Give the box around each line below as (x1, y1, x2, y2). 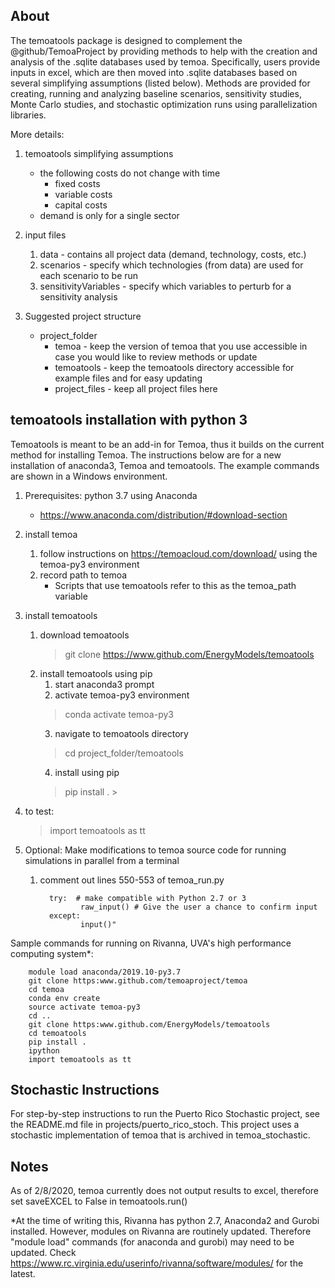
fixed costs (54, 177, 101, 189)
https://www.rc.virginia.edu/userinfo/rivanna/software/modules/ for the (10, 1257, 304, 1269)
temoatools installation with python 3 (10, 412, 248, 429)
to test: (24, 805, 55, 817)
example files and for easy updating (54, 372, 203, 384)
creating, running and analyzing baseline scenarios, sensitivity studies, (10, 87, 302, 99)
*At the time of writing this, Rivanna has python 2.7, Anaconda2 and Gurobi (10, 1215, 320, 1227)
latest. (10, 1268, 36, 1280)
